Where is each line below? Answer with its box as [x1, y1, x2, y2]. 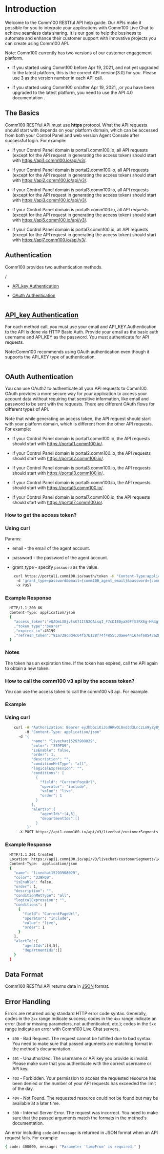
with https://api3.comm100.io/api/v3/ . [12, 197, 88, 203]
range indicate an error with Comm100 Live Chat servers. [5, 1026, 120, 1032]
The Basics [5, 109, 40, 117]
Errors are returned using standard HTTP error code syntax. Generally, [5, 1011, 147, 1017]
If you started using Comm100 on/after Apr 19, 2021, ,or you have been [12, 84, 155, 90]
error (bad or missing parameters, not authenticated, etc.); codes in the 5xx [5, 1021, 156, 1027]
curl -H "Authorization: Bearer [14, 725, 80, 730]
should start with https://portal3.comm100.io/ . [12, 470, 104, 476]
